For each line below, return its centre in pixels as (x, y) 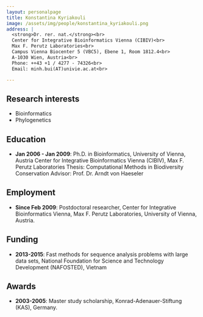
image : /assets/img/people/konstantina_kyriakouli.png (77, 23)
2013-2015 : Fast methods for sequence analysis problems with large (101, 254)
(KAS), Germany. (36, 308)
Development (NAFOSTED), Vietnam (61, 267)
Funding (22, 240)
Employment (31, 193)
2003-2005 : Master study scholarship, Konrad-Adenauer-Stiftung (98, 301)
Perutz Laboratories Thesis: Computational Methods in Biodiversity (99, 167)
